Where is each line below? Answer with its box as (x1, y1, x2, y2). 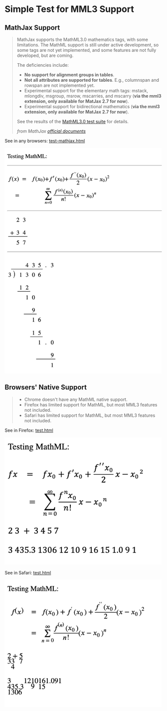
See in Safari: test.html (4, 570, 51, 576)
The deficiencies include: (16, 62, 69, 68)
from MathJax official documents (16, 128, 86, 134)
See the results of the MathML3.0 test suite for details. (16, 119, 129, 124)
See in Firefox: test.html (4, 427, 53, 433)
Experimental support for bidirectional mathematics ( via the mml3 (24, 104, 160, 109)
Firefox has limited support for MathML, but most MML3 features (24, 401, 158, 407)
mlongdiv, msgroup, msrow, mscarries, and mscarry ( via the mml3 (24, 93, 162, 99)
